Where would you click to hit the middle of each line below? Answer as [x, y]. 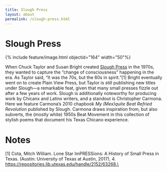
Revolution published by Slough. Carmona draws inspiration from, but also [82, 109]
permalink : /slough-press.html [38, 19]
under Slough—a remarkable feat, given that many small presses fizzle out [82, 88]
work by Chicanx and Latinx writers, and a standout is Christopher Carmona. [84, 99]
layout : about [20, 14]
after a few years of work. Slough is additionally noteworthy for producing [81, 93]
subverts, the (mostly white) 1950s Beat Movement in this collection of [77, 114]
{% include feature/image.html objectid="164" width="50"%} [68, 57]
